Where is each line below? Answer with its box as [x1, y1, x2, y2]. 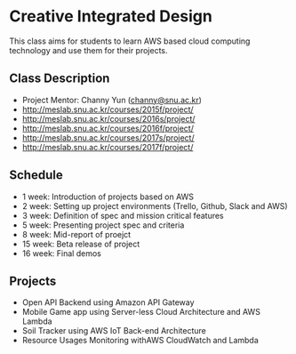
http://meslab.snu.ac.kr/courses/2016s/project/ [21, 113, 196, 124]
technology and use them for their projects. [9, 44, 168, 55]
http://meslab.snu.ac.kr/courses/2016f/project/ [21, 123, 194, 133]
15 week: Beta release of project [21, 238, 140, 249]
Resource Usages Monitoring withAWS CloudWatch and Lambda [21, 335, 260, 346]
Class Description [9, 71, 110, 86]
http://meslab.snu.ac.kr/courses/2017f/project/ [21, 141, 194, 152]
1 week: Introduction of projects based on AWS [21, 191, 194, 202]
